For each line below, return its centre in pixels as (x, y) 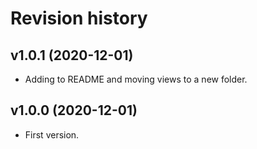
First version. (52, 134)
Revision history (79, 18)
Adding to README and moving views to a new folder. (136, 79)
